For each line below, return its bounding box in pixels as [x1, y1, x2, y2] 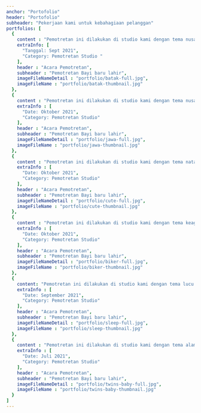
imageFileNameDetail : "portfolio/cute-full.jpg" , [17, 198, 146, 204]
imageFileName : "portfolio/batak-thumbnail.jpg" [17, 81, 144, 87]
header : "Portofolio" [6, 14, 60, 20]
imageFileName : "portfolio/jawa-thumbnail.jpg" [17, 142, 141, 148]
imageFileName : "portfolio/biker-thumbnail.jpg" [17, 264, 144, 271]
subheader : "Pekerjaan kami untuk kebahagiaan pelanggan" [6, 20, 154, 26]
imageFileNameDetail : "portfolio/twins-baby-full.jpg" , [17, 381, 162, 387]
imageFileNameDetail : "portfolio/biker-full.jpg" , [17, 259, 148, 265]
